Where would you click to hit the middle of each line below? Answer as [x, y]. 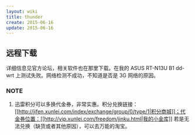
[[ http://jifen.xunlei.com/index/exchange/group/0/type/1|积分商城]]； [97, 112]
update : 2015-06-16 [30, 28]
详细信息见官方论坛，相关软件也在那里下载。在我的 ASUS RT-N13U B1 [90, 68]
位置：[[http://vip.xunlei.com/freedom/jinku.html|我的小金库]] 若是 [105, 119]
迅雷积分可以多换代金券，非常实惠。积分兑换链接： [76, 104]
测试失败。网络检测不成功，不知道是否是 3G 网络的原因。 [90, 75]
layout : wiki [22, 11]
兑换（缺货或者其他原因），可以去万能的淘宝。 [75, 126]
